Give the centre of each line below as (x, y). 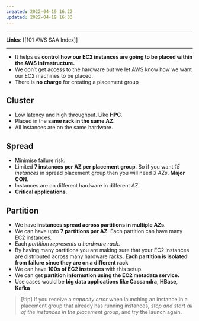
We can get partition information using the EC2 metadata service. (97, 275)
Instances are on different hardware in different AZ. (77, 186)
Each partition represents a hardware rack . (67, 243)
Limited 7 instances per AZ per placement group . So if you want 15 (97, 167)
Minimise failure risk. (40, 160)
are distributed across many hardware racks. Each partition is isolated (101, 256)
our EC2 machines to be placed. (54, 75)
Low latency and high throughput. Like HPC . (68, 115)
